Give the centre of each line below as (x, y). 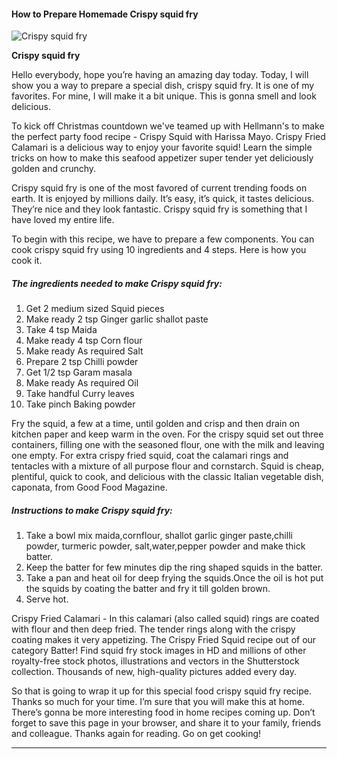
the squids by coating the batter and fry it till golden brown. (148, 589)
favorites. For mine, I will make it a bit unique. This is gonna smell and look (164, 96)
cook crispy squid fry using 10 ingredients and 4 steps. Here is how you (159, 250)
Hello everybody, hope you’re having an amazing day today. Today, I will (160, 75)
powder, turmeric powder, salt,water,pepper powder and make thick (165, 546)
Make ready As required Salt (84, 351)
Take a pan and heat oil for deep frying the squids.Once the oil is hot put (174, 578)
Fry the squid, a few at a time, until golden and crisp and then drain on (156, 424)
